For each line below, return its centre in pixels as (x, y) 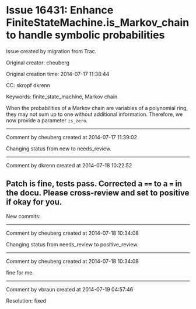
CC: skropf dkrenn (28, 85)
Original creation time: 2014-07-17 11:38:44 (58, 74)
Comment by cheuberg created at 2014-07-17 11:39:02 (72, 137)
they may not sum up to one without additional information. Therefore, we (94, 114)
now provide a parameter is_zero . (47, 120)
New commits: (23, 216)
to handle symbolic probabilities (85, 35)
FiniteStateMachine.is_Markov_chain (98, 23)
